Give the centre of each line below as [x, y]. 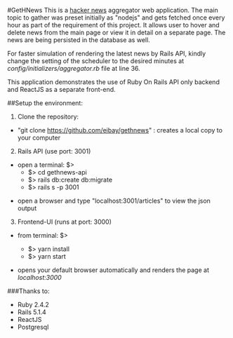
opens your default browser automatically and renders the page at [113, 270]
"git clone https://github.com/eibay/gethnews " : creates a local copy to [120, 130]
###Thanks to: [28, 291]
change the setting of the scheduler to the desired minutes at [96, 61]
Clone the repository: [48, 116]
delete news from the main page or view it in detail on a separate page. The [116, 32]
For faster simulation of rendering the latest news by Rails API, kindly [107, 53]
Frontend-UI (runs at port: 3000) [65, 222]
